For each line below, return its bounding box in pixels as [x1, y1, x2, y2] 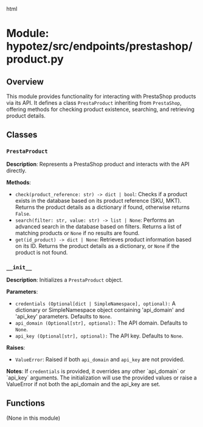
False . [15, 210, 31, 217]
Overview [6, 76, 44, 87]
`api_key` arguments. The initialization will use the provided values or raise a [6, 374, 198, 381]
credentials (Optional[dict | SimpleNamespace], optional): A [15, 300, 176, 307]
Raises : [6, 344, 26, 351]
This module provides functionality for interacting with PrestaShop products [6, 93, 196, 100]
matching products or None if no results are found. [15, 229, 140, 236]
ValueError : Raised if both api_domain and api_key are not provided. [15, 356, 185, 363]
